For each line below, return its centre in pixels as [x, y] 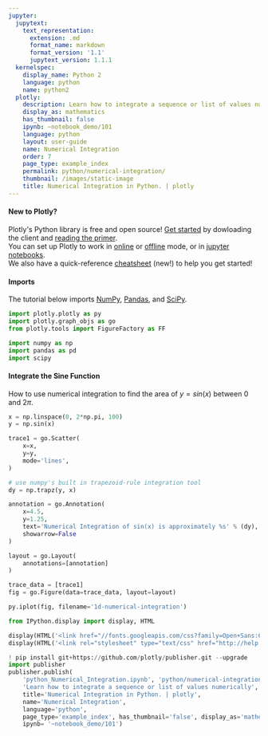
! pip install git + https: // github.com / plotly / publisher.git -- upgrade [128, 657]
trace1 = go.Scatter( [44, 439]
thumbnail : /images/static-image [78, 179]
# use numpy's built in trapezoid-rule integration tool [105, 482]
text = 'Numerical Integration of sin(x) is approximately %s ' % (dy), [141, 527]
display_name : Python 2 [62, 75]
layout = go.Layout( [43, 556]
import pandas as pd [43, 350]
